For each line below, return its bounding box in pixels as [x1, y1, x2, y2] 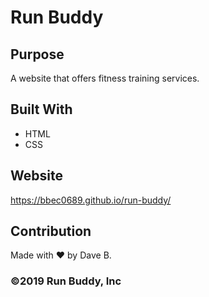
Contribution [10, 223, 92, 240]
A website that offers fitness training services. [10, 72, 200, 84]
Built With [10, 101, 73, 118]
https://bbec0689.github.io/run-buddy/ [10, 194, 172, 206]
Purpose [10, 46, 65, 63]
